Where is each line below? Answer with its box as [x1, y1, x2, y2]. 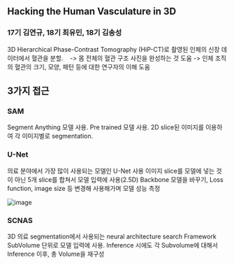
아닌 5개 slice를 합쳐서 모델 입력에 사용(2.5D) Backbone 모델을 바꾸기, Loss [14, 175, 224, 184]
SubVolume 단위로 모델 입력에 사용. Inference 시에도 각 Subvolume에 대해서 [7, 241, 219, 249]
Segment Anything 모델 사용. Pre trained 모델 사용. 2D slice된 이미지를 [7, 123, 205, 131]
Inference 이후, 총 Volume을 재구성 [7, 250, 105, 258]
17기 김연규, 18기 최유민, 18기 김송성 [7, 28, 122, 38]
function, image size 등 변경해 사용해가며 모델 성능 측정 [7, 184, 161, 192]
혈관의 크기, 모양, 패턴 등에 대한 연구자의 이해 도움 [14, 62, 150, 71]
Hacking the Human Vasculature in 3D [7, 6, 177, 17]
